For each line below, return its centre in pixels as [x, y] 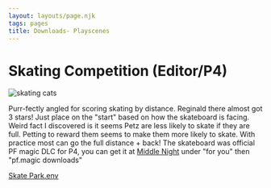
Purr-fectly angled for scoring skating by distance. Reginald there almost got [135, 109]
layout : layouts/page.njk [52, 16]
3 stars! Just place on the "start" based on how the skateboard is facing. [129, 117]
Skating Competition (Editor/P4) [118, 71]
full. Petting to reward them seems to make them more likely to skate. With [132, 135]
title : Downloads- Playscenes [59, 31]
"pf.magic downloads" [46, 160]
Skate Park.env [33, 176]
